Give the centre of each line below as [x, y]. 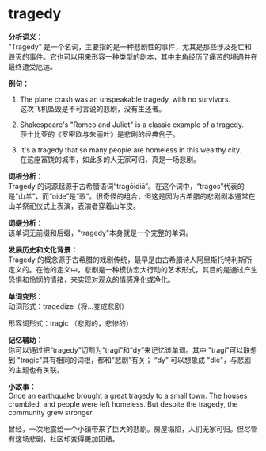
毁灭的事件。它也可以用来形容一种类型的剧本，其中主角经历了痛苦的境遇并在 [133, 56]
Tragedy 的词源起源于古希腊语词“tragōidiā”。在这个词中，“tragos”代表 [123, 186]
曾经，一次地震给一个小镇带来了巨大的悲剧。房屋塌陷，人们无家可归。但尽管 [133, 429]
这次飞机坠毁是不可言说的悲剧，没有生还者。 [93, 109]
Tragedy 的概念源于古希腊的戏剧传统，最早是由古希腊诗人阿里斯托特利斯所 [130, 260]
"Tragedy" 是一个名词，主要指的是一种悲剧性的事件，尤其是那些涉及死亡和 [130, 46]
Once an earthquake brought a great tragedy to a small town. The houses [128, 395]
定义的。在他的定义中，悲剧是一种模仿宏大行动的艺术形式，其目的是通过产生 [133, 269]
